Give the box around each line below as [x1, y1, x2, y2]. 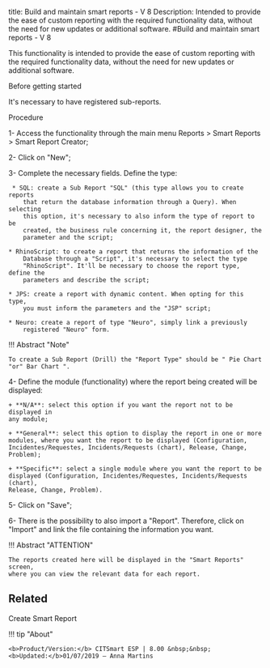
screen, [8, 563, 35, 571]
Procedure [8, 113, 44, 122]
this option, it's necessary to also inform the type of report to [23, 212, 255, 220]
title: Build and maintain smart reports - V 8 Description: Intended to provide [8, 7, 261, 16]
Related [8, 592, 49, 606]
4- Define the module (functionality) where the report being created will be [8, 377, 258, 386]
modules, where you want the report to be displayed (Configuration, [8, 436, 248, 445]
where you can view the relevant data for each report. [8, 570, 200, 578]
